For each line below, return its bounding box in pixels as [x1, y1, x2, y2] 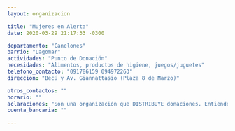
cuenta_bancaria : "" [7, 106, 68, 114]
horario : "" [7, 94, 42, 101]
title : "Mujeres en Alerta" [7, 22, 90, 30]
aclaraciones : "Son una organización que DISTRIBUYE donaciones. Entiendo [7, 100, 230, 107]
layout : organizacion [7, 10, 71, 18]
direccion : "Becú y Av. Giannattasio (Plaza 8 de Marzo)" [7, 74, 180, 81]
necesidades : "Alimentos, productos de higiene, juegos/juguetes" [7, 62, 205, 69]
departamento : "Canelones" [7, 42, 86, 49]
